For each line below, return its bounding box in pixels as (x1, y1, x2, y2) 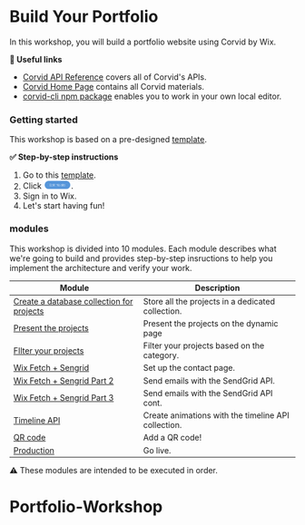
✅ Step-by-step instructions (9, 151, 119, 162)
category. (143, 350, 180, 361)
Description (194, 283, 241, 294)
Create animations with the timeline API (143, 410, 290, 421)
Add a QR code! (143, 433, 202, 443)
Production (13, 444, 54, 455)
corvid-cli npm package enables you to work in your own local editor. (22, 91, 282, 102)
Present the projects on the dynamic (143, 317, 279, 328)
